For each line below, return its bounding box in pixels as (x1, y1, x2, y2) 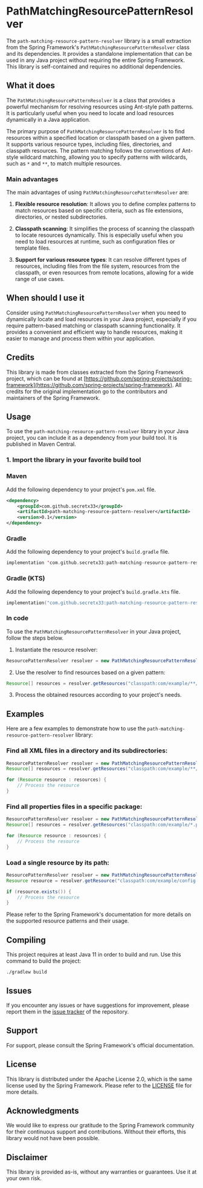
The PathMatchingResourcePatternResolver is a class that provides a (6, 96, 175, 104)
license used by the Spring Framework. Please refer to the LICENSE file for (6, 1081, 192, 1089)
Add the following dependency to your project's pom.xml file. (6, 486, 156, 493)
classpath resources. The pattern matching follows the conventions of (6, 147, 181, 154)
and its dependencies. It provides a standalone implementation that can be (6, 50, 192, 57)
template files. (14, 244, 51, 252)
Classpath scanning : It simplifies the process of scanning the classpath (14, 225, 195, 233)
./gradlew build (6, 969, 47, 975)
